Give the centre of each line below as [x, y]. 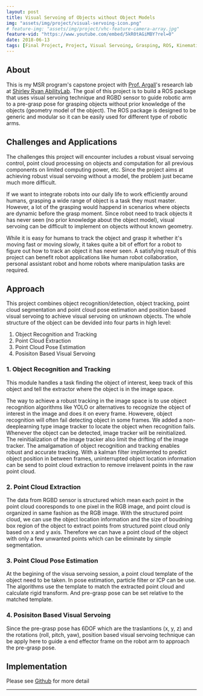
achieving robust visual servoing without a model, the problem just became [100, 176]
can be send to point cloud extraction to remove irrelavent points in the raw [100, 465]
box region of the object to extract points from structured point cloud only [98, 526]
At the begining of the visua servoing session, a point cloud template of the [100, 574]
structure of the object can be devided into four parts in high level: [89, 323]
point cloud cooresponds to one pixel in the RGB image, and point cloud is [98, 506]
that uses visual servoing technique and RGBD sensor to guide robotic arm [99, 97]
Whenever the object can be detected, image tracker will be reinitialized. [96, 433]
